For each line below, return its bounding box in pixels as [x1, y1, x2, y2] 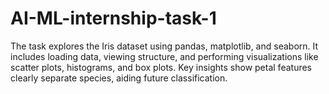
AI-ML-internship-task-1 [10, 7, 217, 30]
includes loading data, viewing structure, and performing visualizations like [10, 50, 319, 62]
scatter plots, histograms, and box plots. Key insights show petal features [10, 61, 312, 73]
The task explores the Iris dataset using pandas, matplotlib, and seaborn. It [10, 40, 319, 52]
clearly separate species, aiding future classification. [10, 72, 228, 84]
